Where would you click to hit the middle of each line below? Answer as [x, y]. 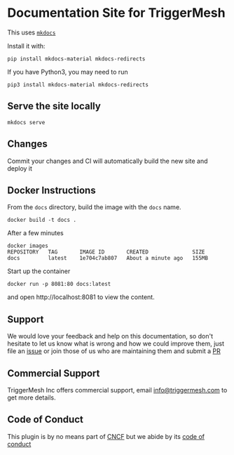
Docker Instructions [51, 190]
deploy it [20, 168]
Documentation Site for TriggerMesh [116, 13]
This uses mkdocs [32, 32]
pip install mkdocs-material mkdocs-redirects [76, 59]
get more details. [32, 397]
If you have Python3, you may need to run [68, 72]
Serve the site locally [54, 106]
